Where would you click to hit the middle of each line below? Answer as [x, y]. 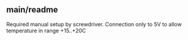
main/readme [32, 10]
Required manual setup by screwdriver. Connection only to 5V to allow [94, 24]
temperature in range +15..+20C [46, 30]
